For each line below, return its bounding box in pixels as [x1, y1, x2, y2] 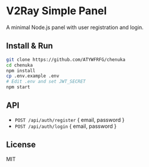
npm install [6, 68, 35, 73]
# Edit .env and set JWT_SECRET [6, 79, 86, 85]
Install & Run [6, 41, 53, 51]
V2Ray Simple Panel [6, 4, 107, 18]
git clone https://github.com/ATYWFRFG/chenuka [6, 56, 126, 63]
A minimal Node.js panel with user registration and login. [6, 24, 144, 31]
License [6, 140, 36, 150]
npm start [6, 84, 31, 90]
